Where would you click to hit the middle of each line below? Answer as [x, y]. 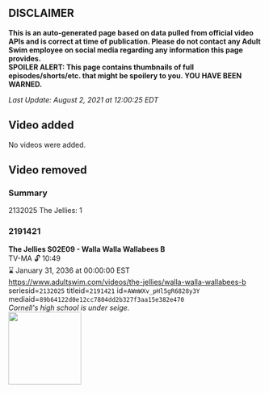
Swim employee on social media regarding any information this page [126, 50]
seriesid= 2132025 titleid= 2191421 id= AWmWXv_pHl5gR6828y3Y [104, 291]
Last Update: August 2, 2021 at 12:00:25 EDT [84, 99]
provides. [25, 58]
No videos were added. [47, 144]
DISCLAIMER [41, 13]
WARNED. [25, 84]
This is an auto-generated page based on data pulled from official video [131, 32]
